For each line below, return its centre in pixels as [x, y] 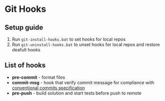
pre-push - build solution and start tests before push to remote [77, 93]
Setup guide [24, 27]
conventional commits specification [48, 88]
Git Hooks [25, 9]
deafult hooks [26, 50]
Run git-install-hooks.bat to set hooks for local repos [69, 39]
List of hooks [25, 65]
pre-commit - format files [38, 77]
